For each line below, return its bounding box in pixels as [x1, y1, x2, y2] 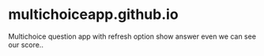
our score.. [8, 39, 43, 49]
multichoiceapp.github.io [8, 6, 179, 24]
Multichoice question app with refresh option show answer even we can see [8, 32, 257, 41]
